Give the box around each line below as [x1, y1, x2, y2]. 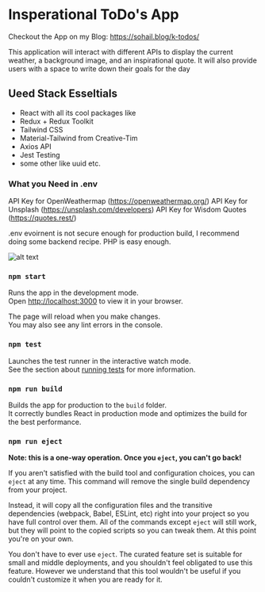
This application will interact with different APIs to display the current [8, 47, 234, 56]
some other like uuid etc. [19, 159, 101, 168]
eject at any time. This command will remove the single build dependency [8, 477, 251, 487]
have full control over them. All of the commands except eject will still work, [8, 518, 257, 527]
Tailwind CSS [19, 124, 63, 134]
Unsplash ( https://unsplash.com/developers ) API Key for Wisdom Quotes [8, 204, 248, 215]
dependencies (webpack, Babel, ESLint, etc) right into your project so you [8, 509, 250, 518]
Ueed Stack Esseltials [8, 87, 117, 101]
